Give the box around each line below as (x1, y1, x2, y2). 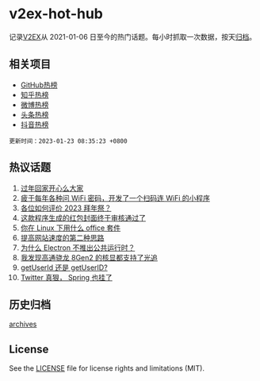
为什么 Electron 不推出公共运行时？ (20, 243, 136, 252)
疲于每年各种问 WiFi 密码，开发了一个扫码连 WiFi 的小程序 (20, 193, 211, 202)
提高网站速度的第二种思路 (20, 233, 105, 242)
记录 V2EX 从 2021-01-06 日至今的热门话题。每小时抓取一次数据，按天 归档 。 (9, 32, 257, 41)
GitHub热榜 (20, 80, 58, 90)
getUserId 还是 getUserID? (20, 263, 108, 272)
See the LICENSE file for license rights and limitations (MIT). (9, 364, 205, 373)
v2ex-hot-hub (9, 5, 104, 23)
